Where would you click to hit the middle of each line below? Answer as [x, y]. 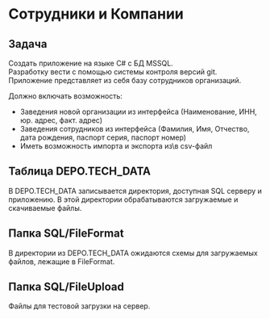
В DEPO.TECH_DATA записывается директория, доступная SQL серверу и [135, 191]
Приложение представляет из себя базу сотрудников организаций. [125, 80]
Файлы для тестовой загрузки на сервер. [79, 306]
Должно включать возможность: [66, 96]
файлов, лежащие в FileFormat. [62, 261]
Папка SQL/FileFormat [66, 234]
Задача [28, 44]
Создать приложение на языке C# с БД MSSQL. [91, 63]
